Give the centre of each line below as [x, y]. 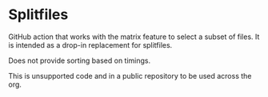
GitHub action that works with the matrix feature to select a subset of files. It [134, 37]
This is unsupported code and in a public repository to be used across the [130, 76]
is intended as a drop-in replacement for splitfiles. [90, 45]
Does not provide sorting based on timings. [80, 60]
